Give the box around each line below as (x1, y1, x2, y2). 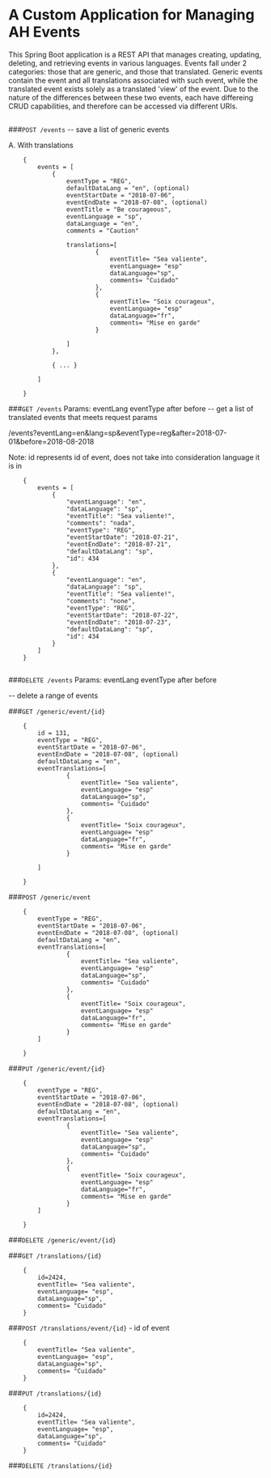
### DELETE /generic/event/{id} (8, 1235, 116, 1245)
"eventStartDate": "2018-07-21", (66, 533, 180, 542)
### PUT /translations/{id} (8, 1388, 103, 1398)
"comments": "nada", (66, 520, 136, 528)
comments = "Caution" (66, 227, 139, 236)
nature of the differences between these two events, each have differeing (8, 92, 253, 102)
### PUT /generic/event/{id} (8, 1064, 106, 1073)
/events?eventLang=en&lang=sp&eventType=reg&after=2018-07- (8, 428, 227, 438)
